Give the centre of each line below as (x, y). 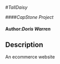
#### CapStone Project (29, 17)
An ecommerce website (30, 57)
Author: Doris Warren (28, 29)
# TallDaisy (17, 7)
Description (24, 44)
